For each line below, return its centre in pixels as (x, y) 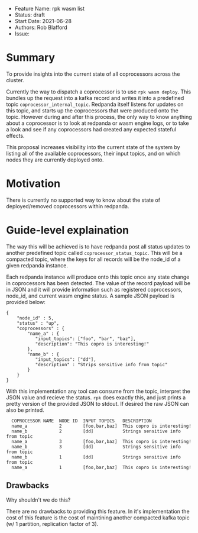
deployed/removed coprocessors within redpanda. (68, 206)
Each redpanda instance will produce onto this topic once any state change (98, 277)
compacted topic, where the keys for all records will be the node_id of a (93, 259)
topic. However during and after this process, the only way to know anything (99, 117)
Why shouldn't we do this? (38, 500)
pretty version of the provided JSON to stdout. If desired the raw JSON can (98, 403)
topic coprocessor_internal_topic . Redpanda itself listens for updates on (95, 104)
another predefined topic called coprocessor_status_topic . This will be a (94, 253)
